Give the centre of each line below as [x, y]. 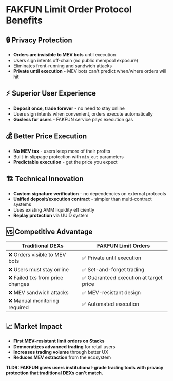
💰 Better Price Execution [46, 136]
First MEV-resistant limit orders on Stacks [59, 341]
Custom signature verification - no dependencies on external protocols [90, 194]
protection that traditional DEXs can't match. [54, 373]
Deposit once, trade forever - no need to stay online [69, 108]
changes [19, 284]
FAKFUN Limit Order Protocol [69, 9]
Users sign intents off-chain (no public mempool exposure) [75, 60]
